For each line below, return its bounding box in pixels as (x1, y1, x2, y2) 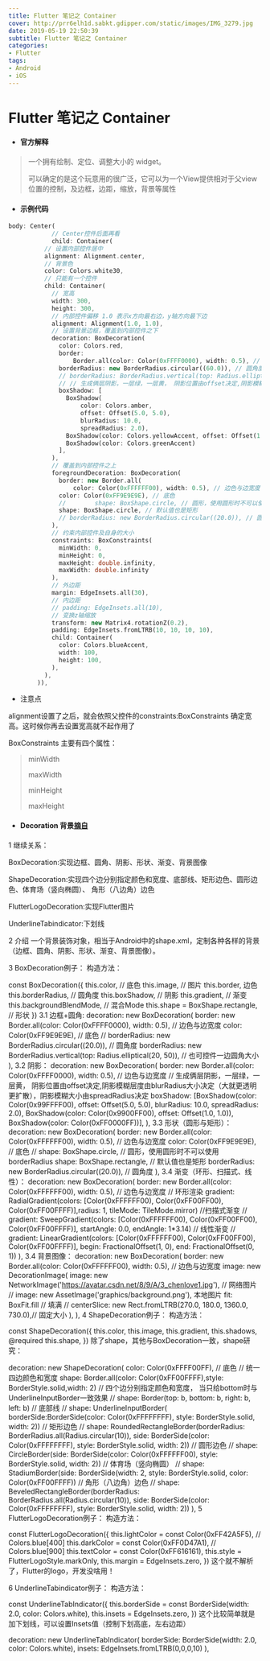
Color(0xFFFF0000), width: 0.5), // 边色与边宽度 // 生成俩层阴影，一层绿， (8, 1070, 253, 1080)
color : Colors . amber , (80, 402, 153, 410)
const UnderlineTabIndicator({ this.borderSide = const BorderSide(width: (8, 1599, 249, 1609)
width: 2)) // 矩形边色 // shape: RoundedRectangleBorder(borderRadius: (8, 1421, 245, 1431)
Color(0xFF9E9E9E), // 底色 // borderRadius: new (8, 1030, 171, 1040)
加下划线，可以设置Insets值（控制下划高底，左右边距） (8, 1618, 190, 1628)
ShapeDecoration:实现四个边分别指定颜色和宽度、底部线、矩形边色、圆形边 (8, 874, 259, 884)
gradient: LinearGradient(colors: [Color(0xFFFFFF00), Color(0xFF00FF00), (8, 1233, 256, 1243)
